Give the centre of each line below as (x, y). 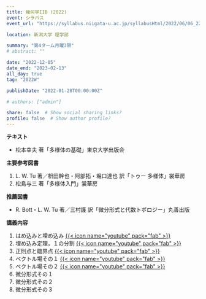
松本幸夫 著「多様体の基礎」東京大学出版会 (70, 150)
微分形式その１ (34, 274)
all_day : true (25, 74)
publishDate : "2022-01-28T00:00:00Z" (55, 91)
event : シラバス (25, 18)
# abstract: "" (26, 52)
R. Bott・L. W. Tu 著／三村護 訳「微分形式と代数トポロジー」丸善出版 (102, 210)
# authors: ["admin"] (34, 102)
